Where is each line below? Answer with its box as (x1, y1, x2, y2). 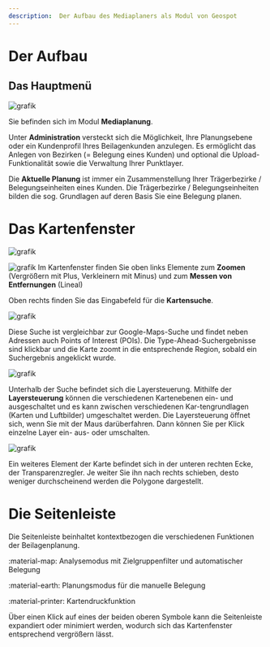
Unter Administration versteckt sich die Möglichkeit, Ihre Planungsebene (8, 132, 253, 142)
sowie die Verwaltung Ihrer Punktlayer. (55, 158, 184, 167)
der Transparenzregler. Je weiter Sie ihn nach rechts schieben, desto (8, 467, 239, 477)
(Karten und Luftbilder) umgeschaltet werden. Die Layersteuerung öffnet (8, 410, 251, 419)
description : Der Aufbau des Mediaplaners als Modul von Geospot (8, 11, 238, 20)
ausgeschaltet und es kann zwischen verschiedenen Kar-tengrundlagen (8, 402, 249, 411)
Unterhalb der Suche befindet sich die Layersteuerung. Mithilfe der (8, 384, 233, 394)
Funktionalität (8, 158, 54, 167)
